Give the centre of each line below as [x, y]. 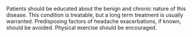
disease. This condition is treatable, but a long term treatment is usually [95, 15]
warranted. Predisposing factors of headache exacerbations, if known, [94, 21]
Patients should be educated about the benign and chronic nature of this [96, 9]
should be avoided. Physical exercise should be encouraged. [82, 27]
